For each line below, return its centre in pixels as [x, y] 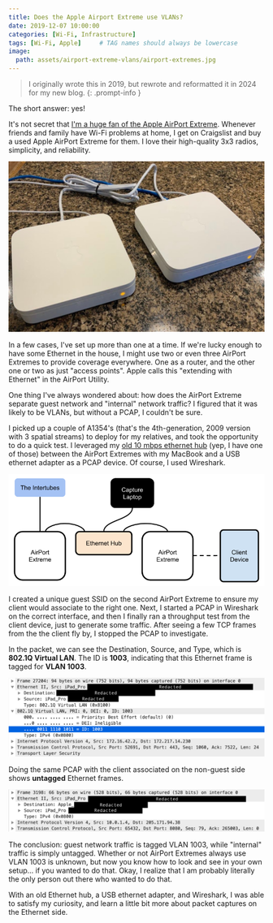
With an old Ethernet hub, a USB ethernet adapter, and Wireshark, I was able [136, 895]
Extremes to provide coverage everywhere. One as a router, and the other [132, 362]
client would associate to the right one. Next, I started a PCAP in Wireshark [134, 607]
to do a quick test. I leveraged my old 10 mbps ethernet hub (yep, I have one [136, 445]
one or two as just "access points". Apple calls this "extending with [120, 370]
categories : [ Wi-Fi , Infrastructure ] [72, 34]
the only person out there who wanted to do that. [91, 879]
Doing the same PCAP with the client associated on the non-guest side [127, 769]
